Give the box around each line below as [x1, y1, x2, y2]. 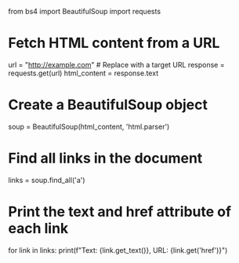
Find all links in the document [8, 149, 203, 167]
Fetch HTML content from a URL [8, 35, 220, 52]
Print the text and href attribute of [8, 203, 232, 221]
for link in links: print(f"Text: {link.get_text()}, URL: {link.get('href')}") [8, 245, 228, 254]
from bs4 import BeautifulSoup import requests [8, 7, 161, 16]
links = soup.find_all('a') [8, 175, 85, 184]
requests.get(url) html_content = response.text [8, 68, 159, 78]
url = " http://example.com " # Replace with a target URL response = [8, 60, 225, 69]
